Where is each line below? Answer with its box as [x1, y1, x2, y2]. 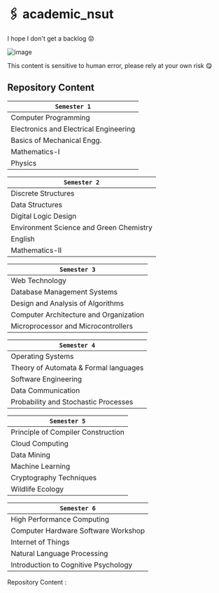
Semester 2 [63, 178, 100, 186]
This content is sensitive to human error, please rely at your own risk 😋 [7, 61, 213, 69]
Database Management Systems [10, 287, 118, 296]
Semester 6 [59, 504, 97, 512]
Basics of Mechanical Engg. [10, 135, 102, 145]
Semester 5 [49, 417, 86, 425]
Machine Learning [10, 461, 71, 471]
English [10, 233, 35, 243]
